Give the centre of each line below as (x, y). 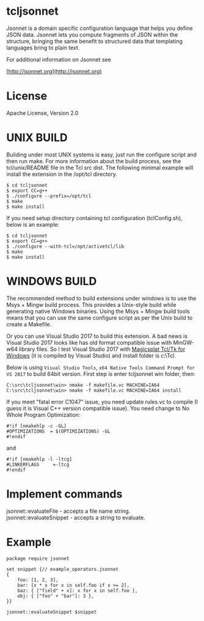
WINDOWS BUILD (52, 281)
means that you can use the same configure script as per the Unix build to (100, 318)
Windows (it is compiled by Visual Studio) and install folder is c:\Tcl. (91, 355)
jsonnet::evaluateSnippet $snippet (52, 612)
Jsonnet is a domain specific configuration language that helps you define (100, 28)
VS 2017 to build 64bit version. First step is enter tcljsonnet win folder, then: (101, 373)
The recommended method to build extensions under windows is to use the (101, 298)
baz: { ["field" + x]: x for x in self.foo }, (78, 590)
